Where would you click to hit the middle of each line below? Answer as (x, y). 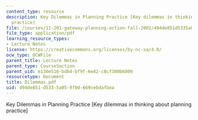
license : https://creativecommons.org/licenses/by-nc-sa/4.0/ (84, 50)
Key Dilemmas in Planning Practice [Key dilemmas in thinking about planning (99, 104)
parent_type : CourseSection (41, 66)
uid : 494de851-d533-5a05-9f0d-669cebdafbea (60, 88)
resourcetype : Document (35, 77)
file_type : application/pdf (41, 33)
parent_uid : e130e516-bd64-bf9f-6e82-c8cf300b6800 (70, 71)
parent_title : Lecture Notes (42, 60)
